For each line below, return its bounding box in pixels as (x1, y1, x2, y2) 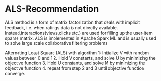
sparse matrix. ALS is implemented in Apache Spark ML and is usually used (5, 35, 157, 41)
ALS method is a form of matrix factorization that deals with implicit (5, 20, 140, 25)
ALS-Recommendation (5, 3, 99, 15)
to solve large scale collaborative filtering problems (5, 40, 108, 46)
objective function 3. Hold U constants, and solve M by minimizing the (5, 60, 145, 66)
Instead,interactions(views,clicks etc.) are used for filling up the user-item (5, 30, 153, 36)
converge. (5, 70, 26, 76)
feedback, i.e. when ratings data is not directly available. (5, 24, 118, 30)
